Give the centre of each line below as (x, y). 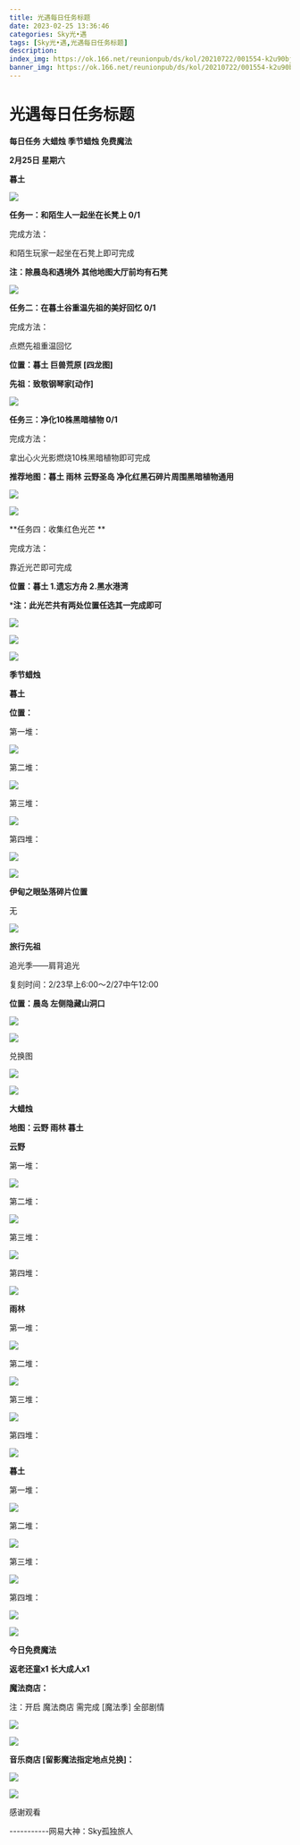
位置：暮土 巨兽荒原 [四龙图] (61, 364)
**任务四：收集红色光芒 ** (57, 529)
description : (33, 51)
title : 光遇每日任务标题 (50, 17)
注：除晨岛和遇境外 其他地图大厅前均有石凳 (88, 272)
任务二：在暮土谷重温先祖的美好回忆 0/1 (83, 307)
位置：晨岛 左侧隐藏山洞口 (57, 1003)
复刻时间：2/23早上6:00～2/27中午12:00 (84, 984)
